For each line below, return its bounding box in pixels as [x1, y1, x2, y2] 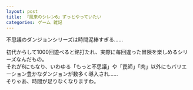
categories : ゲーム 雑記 [6, 19, 63, 25]
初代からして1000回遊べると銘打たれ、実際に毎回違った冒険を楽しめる [6, 49, 178, 56]
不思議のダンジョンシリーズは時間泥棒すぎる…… [6, 36, 124, 43]
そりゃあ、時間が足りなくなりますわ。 [6, 78, 99, 85]
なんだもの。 [16, 56, 48, 63]
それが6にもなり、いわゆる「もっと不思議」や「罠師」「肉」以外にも [6, 63, 172, 70]
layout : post [6, 8, 38, 15]
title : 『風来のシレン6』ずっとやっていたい [6, 14, 102, 20]
